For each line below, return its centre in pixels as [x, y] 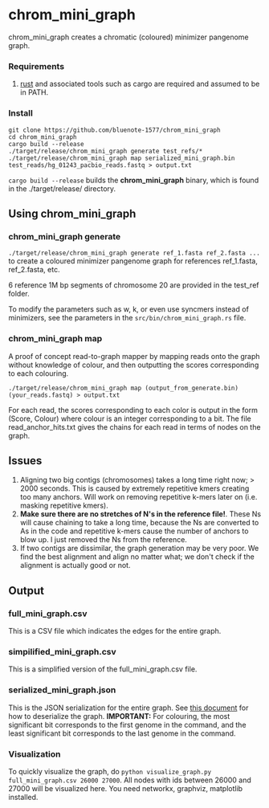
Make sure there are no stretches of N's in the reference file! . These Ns [141, 514]
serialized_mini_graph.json [62, 690]
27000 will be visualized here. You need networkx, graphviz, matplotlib [126, 788]
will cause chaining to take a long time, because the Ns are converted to [139, 523]
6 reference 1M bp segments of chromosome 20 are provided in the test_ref [134, 285]
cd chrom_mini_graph [43, 137]
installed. [23, 797]
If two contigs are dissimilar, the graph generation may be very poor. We [139, 549]
